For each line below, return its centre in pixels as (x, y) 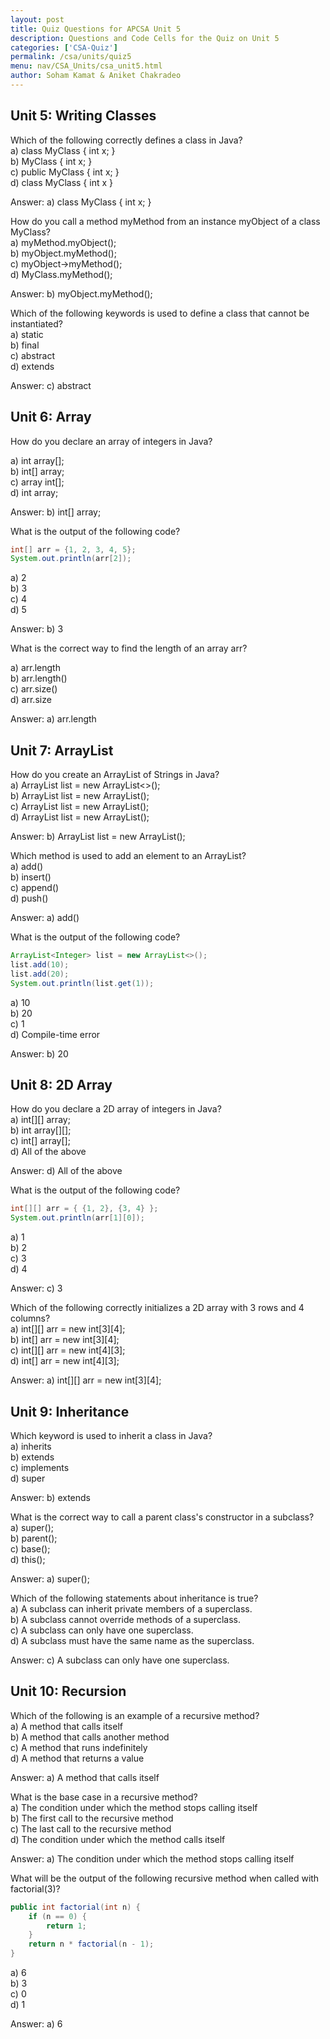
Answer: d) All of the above (66, 1171)
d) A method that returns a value (77, 1758)
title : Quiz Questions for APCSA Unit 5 (96, 29)
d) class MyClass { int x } (61, 182)
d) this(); (28, 1559)
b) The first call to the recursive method (92, 1818)
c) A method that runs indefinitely (79, 1747)
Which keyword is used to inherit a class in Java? (111, 1435)
